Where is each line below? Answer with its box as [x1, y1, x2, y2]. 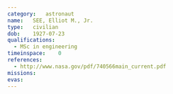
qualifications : [7, 37, 55, 44]
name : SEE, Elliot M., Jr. [7, 17, 94, 24]
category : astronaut [7, 10, 74, 18]
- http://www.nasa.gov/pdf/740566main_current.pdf [13, 63, 167, 70]
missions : [7, 69, 37, 76]
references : [7, 57, 43, 64]
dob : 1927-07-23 [7, 30, 65, 37]
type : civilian [7, 23, 59, 30]
